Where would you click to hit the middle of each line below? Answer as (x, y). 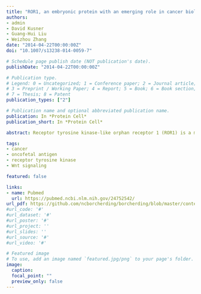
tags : (13, 143)
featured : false (26, 176)
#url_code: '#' (25, 210)
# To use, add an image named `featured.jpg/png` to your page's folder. (100, 259)
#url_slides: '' (26, 232)
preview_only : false (37, 281)
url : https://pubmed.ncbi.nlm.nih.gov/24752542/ (73, 198)
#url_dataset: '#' (29, 215)
